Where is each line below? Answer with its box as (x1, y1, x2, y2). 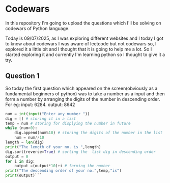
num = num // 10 (14, 135, 44, 140)
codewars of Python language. (5, 25, 70, 31)
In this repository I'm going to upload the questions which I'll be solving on (5, 20, 161, 26)
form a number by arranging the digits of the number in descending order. (5, 96, 160, 102)
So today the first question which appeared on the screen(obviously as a (5, 85, 158, 91)
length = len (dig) (5, 140, 44, 145)
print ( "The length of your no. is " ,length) (5, 144, 101, 149)
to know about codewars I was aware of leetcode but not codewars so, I (5, 40, 157, 46)
